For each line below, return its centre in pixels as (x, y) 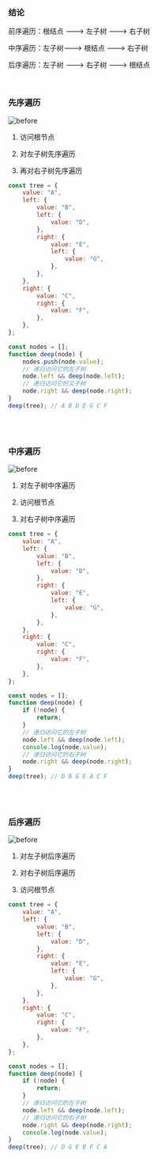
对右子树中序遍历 (47, 519)
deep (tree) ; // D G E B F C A (58, 1147)
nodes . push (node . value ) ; (63, 362)
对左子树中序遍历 (47, 485)
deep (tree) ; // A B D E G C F (58, 405)
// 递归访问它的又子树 (55, 384)
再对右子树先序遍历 (51, 170)
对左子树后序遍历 (47, 856)
